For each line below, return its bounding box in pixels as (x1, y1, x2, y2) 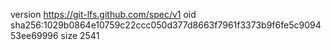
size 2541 (60, 30, 100, 41)
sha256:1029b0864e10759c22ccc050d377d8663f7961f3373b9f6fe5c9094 (10, 19, 322, 31)
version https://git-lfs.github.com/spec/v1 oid (10, 9, 197, 20)
